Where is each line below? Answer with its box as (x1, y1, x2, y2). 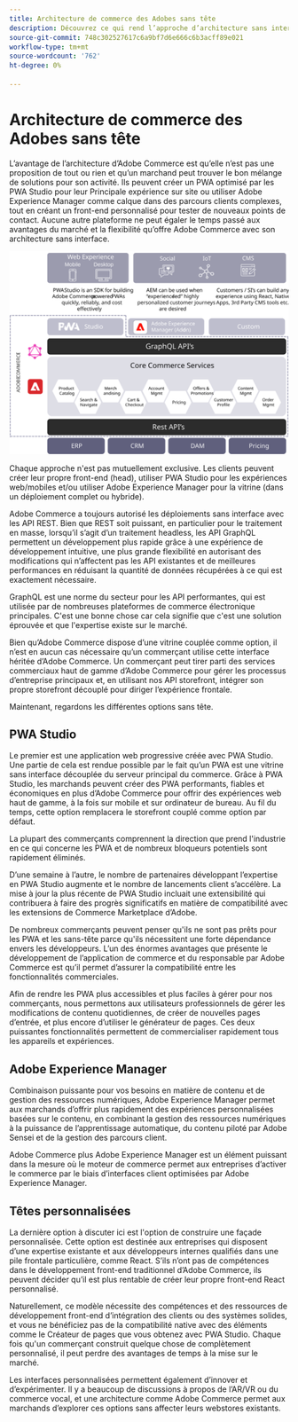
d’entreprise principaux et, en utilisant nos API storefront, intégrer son (9, 674, 264, 685)
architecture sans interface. (9, 233, 110, 244)
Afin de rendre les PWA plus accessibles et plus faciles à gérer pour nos (9, 989, 273, 1000)
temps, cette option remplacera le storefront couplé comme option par (9, 807, 267, 818)
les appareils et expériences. (9, 1036, 114, 1047)
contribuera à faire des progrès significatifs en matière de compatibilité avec (9, 898, 288, 908)
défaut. (9, 816, 35, 827)
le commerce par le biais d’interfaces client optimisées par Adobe (9, 1168, 250, 1179)
